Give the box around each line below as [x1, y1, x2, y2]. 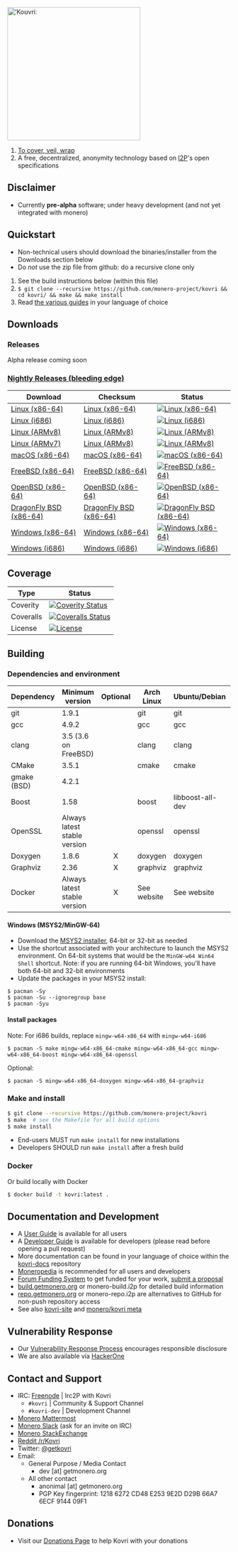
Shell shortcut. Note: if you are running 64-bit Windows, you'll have [17, 959, 216, 967]
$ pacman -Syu [7, 1000, 50, 1008]
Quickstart [7, 229, 56, 241]
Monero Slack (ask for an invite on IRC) [17, 1421, 132, 1431]
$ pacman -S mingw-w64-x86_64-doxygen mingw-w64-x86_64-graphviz [7, 1077, 204, 1085]
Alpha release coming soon [7, 356, 87, 364]
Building [7, 647, 45, 660]
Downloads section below [17, 255, 93, 264]
